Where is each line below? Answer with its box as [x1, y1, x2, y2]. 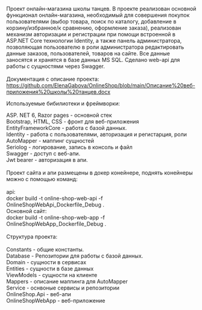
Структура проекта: [6, 233, 58, 240]
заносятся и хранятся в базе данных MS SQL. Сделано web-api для [6, 57, 180, 63]
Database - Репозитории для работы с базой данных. [6, 252, 144, 259]
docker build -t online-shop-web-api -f [6, 195, 103, 202]
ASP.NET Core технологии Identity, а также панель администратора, [6, 37, 182, 44]
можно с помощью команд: [6, 176, 78, 182]
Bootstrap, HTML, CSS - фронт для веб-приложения [6, 118, 139, 125]
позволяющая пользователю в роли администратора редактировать [6, 43, 185, 51]
